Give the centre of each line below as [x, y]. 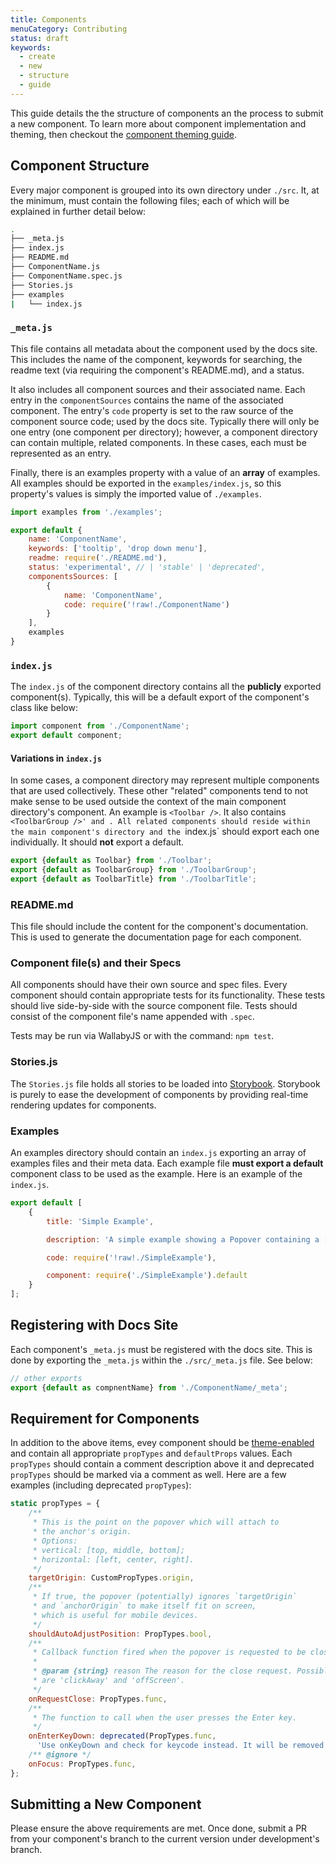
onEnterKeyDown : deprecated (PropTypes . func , [122, 1736]
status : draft [40, 38]
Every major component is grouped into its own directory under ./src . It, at [165, 190]
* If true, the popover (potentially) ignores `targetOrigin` [165, 1597]
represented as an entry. [61, 453]
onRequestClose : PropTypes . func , [98, 1699]
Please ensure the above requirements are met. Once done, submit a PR [159, 1828]
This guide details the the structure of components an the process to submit [167, 113]
